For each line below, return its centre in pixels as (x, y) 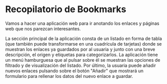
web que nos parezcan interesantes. (43, 28)
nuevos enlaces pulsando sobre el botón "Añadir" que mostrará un (74, 71)
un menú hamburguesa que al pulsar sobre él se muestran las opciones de (83, 60)
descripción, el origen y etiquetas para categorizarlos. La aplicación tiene (81, 55)
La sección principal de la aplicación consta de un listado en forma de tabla (84, 38)
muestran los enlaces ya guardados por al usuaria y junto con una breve (80, 49)
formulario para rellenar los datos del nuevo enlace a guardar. (69, 76)
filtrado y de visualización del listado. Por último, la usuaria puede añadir (81, 65)
